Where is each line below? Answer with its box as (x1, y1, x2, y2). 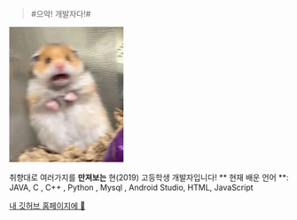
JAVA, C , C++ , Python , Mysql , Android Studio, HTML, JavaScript (9, 182, 254, 192)
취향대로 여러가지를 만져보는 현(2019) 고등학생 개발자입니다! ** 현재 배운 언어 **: (9, 172, 289, 183)
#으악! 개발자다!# (30, 9, 91, 19)
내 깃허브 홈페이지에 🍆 (9, 200, 86, 211)
